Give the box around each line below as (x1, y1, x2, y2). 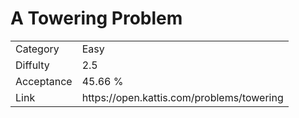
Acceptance (15, 74, 73, 88)
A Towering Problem (10, 7, 183, 30)
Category (15, 42, 60, 56)
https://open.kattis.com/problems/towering (81, 90, 284, 104)
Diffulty (15, 58, 50, 72)
